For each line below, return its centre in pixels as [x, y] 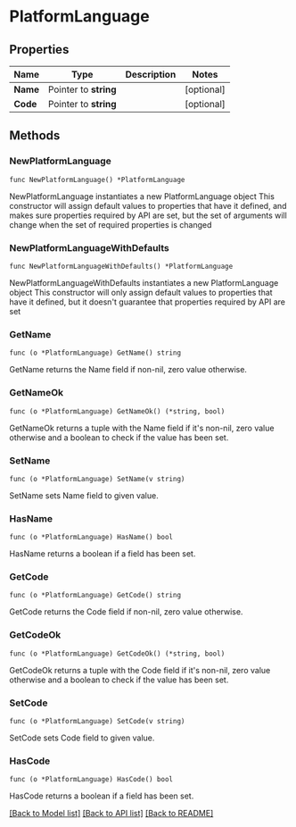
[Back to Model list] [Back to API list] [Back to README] [111, 814]
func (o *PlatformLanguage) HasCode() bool [91, 780]
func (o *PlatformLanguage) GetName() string [95, 353]
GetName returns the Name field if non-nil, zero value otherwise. [128, 370]
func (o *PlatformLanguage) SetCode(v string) [97, 722]
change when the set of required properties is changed [111, 224]
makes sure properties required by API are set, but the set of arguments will [148, 215]
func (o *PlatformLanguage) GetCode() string [95, 596]
